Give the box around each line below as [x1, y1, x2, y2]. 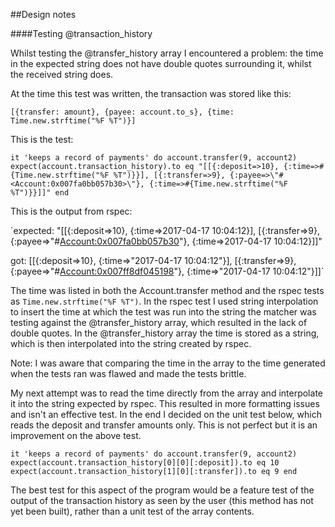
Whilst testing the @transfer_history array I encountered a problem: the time [10, 47, 324, 59]
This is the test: [10, 134, 74, 145]
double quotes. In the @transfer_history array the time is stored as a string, [10, 327, 320, 339]
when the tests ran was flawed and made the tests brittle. [10, 368, 247, 379]
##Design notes [10, 9, 77, 20]
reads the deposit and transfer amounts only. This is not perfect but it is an [10, 419, 318, 431]
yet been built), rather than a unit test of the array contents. [10, 505, 255, 517]
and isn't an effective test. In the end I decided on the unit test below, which [10, 409, 322, 420]
